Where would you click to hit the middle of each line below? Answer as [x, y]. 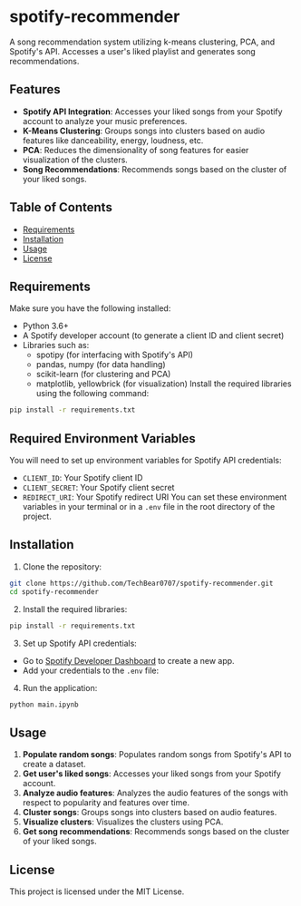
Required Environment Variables [103, 438]
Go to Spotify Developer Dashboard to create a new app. [128, 660]
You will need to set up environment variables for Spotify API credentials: [146, 461]
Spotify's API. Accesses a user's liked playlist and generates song [132, 51]
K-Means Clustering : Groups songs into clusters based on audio [144, 131]
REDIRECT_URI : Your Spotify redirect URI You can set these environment [155, 497]
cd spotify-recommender [54, 591]
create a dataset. [54, 765]
